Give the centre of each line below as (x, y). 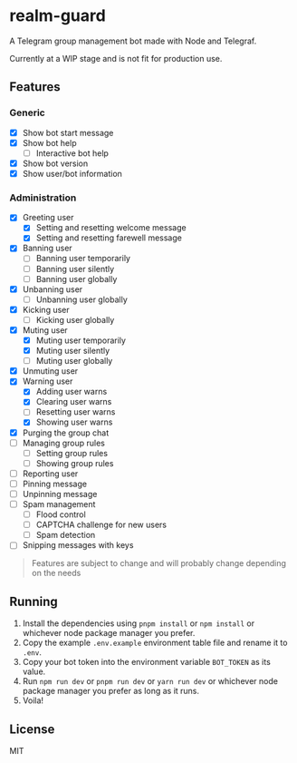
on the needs (56, 573)
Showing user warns (74, 422)
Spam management (59, 504)
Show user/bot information (72, 173)
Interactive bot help (72, 153)
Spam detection (66, 535)
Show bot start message (68, 132)
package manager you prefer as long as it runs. (111, 691)
